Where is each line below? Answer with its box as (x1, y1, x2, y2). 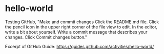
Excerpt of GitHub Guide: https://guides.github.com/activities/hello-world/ (5, 43, 154, 49)
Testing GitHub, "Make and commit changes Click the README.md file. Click (5, 19, 159, 25)
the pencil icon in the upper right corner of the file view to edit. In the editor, (5, 24, 158, 29)
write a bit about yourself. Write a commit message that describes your (5, 29, 148, 35)
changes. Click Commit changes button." (5, 34, 87, 40)
